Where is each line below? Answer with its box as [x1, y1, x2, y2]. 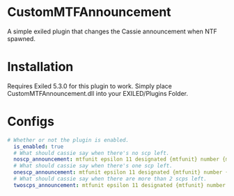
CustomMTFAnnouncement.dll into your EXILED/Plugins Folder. [7, 89, 188, 97]
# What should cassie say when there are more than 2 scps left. [13, 175, 208, 183]
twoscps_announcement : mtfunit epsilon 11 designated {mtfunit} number [13, 181, 226, 188]
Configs [7, 114, 54, 129]
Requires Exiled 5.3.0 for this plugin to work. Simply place [7, 81, 172, 90]
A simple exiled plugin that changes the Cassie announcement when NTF [7, 27, 217, 35]
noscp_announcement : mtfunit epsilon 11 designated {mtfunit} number [13, 156, 219, 163]
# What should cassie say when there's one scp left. [13, 163, 173, 170]
